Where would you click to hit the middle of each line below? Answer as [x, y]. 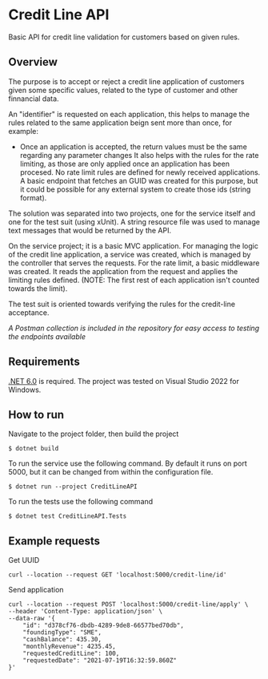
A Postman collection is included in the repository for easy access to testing [134, 328]
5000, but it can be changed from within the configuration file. [111, 472]
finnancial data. [34, 99]
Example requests [54, 541]
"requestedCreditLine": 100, [71, 654]
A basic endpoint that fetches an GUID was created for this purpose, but [139, 180]
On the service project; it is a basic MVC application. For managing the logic [133, 245]
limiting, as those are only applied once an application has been [125, 164]
